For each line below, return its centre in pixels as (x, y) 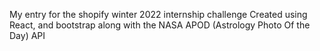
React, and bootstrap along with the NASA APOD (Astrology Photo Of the (160, 25)
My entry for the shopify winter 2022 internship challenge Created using (158, 14)
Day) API (27, 35)
